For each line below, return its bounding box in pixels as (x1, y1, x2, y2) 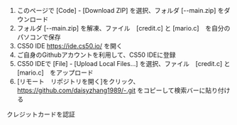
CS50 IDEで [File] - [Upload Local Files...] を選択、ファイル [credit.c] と (16, 60, 231, 67)
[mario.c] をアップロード (16, 68, 94, 77)
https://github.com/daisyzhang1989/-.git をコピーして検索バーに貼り (16, 86, 218, 94)
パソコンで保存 (16, 33, 61, 41)
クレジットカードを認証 (6, 110, 75, 119)
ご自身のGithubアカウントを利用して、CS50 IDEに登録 (16, 50, 176, 59)
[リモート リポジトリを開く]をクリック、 (16, 77, 140, 85)
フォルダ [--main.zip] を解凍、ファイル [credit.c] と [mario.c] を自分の (16, 24, 231, 32)
